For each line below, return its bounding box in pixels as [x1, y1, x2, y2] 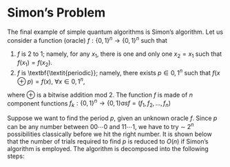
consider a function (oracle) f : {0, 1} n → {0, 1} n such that [7, 35, 167, 44]
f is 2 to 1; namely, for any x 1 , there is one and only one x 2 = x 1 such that [17, 50, 222, 59]
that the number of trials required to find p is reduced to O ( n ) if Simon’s [7, 137, 209, 146]
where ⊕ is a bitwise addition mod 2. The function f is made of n [7, 90, 193, 99]
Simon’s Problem [7, 5, 105, 21]
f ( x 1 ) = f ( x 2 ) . [17, 59, 53, 68]
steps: [7, 152, 25, 160]
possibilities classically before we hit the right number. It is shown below [7, 130, 212, 138]
